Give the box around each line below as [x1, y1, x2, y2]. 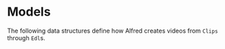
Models [7, 4, 51, 20]
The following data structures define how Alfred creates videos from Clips [7, 27, 218, 35]
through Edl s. [7, 33, 46, 42]
